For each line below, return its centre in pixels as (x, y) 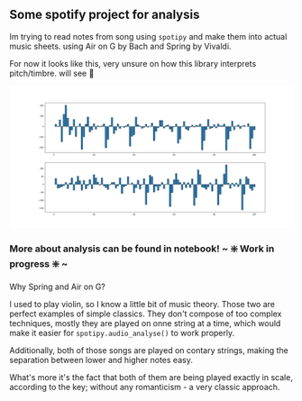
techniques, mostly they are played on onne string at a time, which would (145, 324)
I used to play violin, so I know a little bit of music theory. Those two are (142, 305)
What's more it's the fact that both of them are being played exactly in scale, (151, 378)
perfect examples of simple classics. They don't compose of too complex (146, 314)
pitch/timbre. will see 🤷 (52, 73)
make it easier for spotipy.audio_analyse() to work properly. (122, 333)
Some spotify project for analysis (105, 15)
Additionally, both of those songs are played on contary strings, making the (149, 351)
